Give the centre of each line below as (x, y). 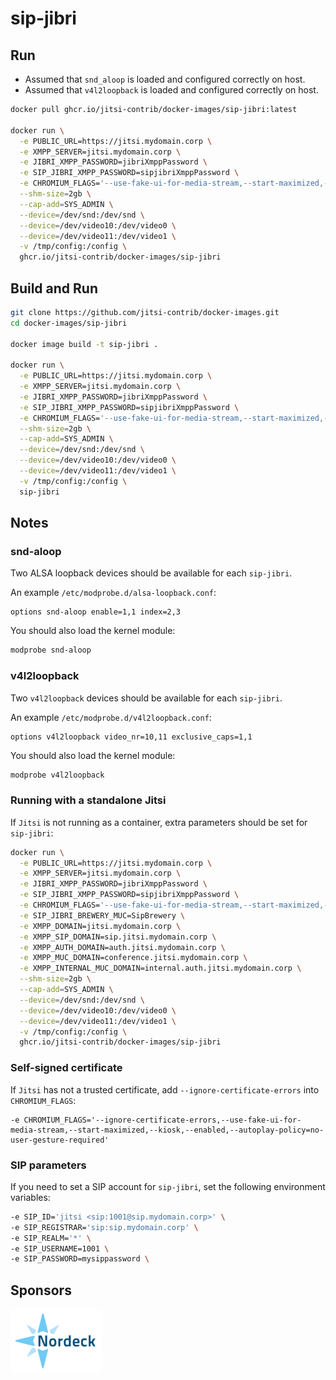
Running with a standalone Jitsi (88, 800)
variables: (30, 1197)
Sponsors (41, 1290)
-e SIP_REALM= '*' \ (51, 1238)
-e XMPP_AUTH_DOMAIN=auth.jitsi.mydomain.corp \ (122, 947)
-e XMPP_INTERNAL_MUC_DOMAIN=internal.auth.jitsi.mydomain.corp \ (160, 968)
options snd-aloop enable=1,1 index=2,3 (96, 612)
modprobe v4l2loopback (57, 775)
